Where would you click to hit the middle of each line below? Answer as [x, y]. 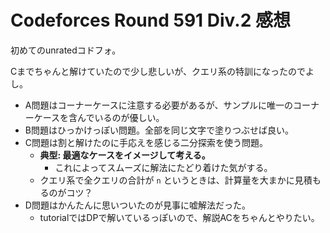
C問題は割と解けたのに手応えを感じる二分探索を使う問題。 [146, 142]
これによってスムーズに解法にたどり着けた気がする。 [163, 167]
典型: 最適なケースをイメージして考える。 [125, 155]
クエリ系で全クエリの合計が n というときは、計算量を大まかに [167, 180]
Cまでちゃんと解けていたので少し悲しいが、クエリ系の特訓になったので [158, 71]
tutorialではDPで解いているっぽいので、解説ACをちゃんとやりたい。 [179, 217]
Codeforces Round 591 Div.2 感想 [150, 20]
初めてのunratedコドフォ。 [66, 50]
